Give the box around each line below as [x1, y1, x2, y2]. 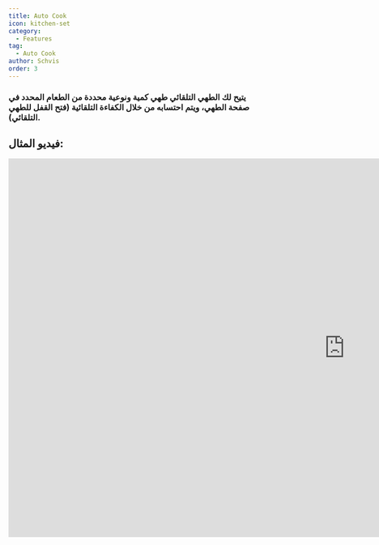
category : [8, 27, 42, 35]
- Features [15, 34, 53, 43]
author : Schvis [8, 58, 60, 66]
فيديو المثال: [8, 137, 64, 151]
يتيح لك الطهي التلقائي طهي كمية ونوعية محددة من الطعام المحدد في [8, 91, 247, 102]
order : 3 [8, 65, 38, 73]
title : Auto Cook [8, 11, 67, 20]
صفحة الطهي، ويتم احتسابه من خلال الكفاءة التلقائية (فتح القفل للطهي [8, 101, 249, 113]
